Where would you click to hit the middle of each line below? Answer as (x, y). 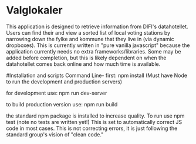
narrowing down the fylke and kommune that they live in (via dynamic (90, 39)
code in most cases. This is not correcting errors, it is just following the (92, 128)
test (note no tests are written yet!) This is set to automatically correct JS (94, 122)
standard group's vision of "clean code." (55, 134)
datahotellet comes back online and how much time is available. (83, 64)
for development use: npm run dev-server (57, 93)
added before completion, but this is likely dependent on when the (86, 58)
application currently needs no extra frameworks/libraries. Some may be (94, 51)
